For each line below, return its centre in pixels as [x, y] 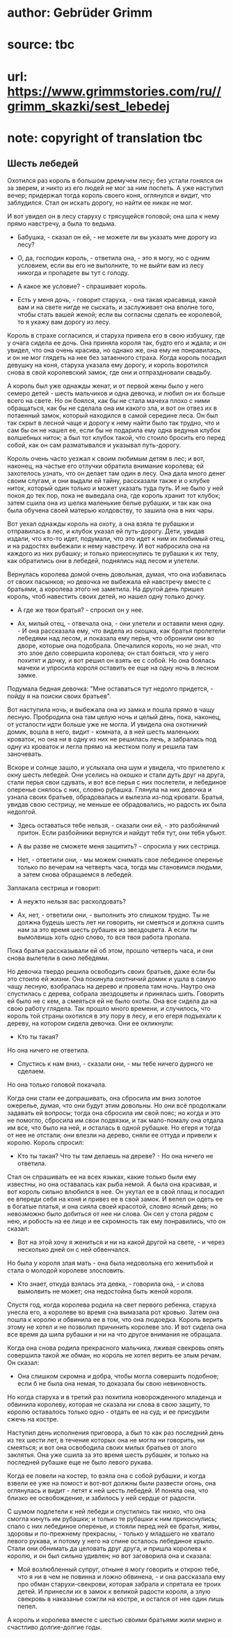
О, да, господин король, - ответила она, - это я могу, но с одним [113, 258]
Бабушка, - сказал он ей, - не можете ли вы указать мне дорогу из [117, 237]
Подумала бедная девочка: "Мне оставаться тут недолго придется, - [110, 688]
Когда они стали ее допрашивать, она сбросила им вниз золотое [104, 1098]
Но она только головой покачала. [57, 1085]
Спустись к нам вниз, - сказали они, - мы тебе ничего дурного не [115, 1064]
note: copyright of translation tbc [105, 138]
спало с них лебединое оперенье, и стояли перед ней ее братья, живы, [114, 1526]
